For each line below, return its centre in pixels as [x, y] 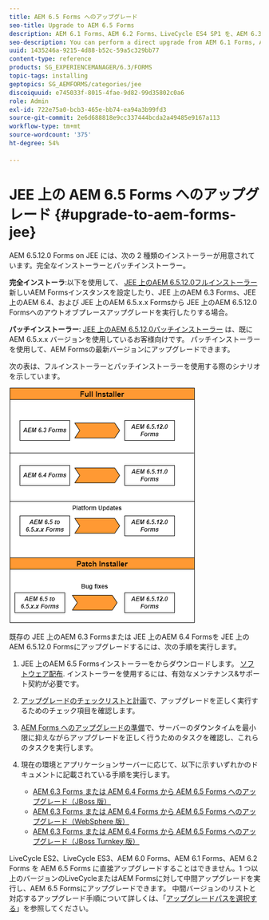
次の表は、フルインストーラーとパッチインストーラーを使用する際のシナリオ [135, 366]
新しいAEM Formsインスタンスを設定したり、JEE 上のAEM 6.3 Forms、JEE [133, 292]
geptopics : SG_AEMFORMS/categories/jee [75, 84]
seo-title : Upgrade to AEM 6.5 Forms [72, 25]
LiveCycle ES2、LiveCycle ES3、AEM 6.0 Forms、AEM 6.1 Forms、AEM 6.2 [133, 858]
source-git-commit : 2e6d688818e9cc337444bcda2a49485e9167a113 [115, 118]
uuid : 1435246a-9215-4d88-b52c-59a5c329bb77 [84, 51]
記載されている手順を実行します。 [118, 774]
